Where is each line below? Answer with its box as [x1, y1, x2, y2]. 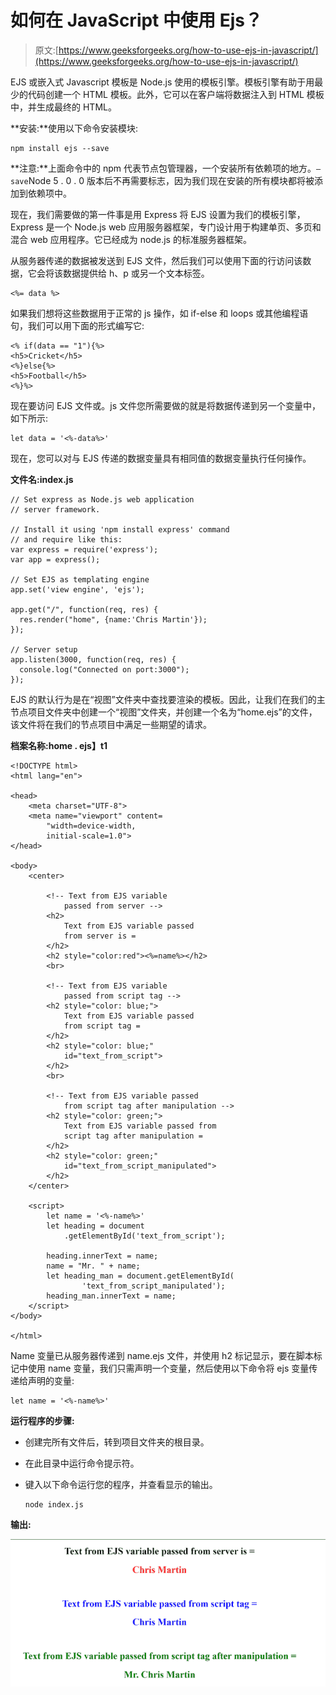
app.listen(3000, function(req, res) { [10, 654, 177, 665]
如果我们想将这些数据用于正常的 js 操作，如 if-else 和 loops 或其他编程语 [10, 307, 309, 319]
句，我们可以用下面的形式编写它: [10, 319, 145, 331]
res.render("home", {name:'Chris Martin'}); [19, 614, 208, 625]
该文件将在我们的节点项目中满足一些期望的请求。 [10, 718, 212, 730]
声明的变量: [27, 1374, 75, 1386]
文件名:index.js [10, 473, 74, 485]
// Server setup [10, 644, 78, 655]
